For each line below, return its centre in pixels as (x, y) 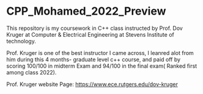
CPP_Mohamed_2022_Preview (86, 11)
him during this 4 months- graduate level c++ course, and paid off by (94, 59)
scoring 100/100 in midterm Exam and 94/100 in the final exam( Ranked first (102, 66)
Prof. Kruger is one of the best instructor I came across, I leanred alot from (100, 52)
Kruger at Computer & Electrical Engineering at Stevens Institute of (90, 34)
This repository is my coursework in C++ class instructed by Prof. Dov (95, 28)
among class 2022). (31, 72)
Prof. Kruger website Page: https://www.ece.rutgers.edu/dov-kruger (92, 84)
